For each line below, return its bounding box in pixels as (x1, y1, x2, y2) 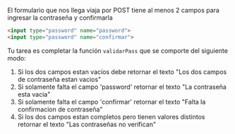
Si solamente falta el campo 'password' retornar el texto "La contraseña (17, 83, 227, 91)
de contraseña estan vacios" (17, 75, 102, 83)
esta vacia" (17, 90, 51, 98)
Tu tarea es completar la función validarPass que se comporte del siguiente (7, 46, 228, 55)
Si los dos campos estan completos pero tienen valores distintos (17, 112, 205, 121)
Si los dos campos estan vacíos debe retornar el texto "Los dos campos (17, 67, 227, 76)
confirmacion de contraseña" (17, 105, 103, 114)
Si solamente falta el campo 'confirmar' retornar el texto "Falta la (17, 97, 206, 106)
